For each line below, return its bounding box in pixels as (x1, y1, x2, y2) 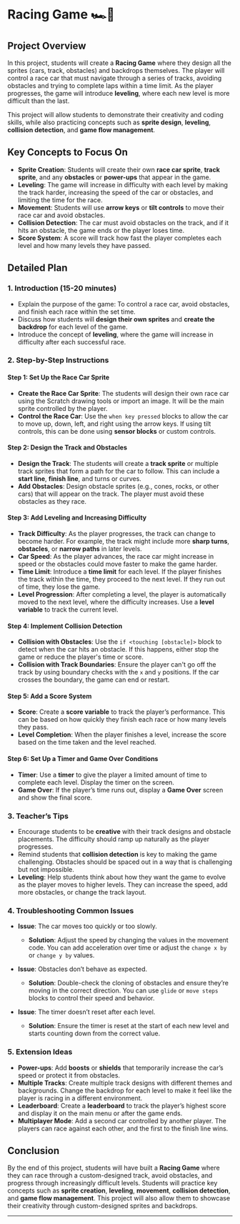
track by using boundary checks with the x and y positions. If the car (17, 668, 220, 677)
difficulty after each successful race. (17, 337, 126, 346)
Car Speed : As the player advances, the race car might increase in (17, 552, 214, 561)
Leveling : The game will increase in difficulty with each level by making (17, 180, 229, 189)
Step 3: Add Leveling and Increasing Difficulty (7, 513, 147, 522)
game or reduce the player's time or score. (17, 652, 144, 662)
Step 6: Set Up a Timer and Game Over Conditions (7, 755, 159, 763)
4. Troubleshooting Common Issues (7, 905, 134, 915)
